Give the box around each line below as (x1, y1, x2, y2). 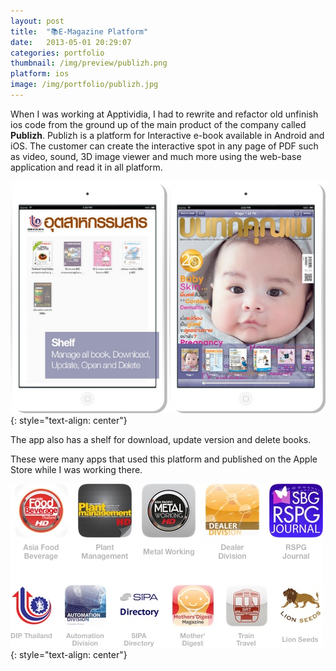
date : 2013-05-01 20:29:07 (10, 37, 132, 47)
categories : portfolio (10, 48, 105, 58)
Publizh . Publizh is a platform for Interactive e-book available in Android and (10, 129, 325, 141)
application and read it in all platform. (10, 161, 163, 173)
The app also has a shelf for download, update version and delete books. (10, 434, 312, 446)
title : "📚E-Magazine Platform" (10, 26, 149, 37)
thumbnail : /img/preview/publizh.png (10, 58, 168, 69)
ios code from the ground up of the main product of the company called (10, 118, 307, 130)
